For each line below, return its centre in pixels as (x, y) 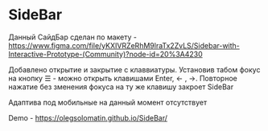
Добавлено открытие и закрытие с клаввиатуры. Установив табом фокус (134, 69)
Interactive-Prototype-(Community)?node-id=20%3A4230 (105, 54)
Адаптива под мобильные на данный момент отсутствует (108, 102)
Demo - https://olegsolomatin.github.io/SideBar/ (88, 117)
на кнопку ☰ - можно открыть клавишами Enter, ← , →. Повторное (123, 78)
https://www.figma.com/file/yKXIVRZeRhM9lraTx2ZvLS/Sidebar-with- (124, 45)
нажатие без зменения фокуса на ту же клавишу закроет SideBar (121, 87)
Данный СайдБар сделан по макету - (72, 37)
